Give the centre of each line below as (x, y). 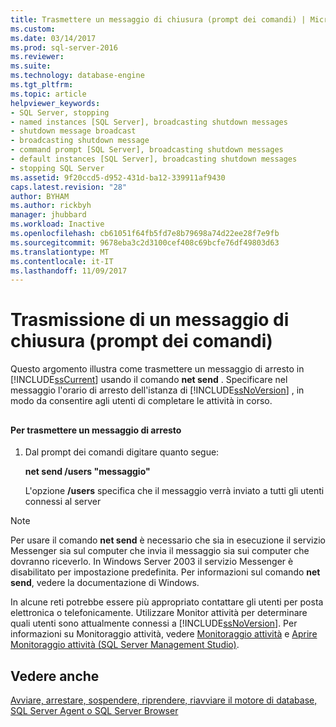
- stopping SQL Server (57, 168)
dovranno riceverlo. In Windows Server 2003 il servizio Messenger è (152, 562)
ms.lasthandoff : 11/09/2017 (69, 271)
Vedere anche (55, 676)
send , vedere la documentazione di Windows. (105, 583)
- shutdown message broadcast (73, 131)
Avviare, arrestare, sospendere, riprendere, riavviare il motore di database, (164, 700)
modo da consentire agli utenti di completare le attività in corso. (141, 401)
